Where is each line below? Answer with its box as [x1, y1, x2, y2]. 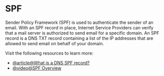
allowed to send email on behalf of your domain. [5, 40, 104, 46]
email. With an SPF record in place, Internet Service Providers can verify [5, 24, 154, 30]
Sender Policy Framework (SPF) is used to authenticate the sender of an [5, 19, 154, 25]
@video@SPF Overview [12, 65, 61, 71]
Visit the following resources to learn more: [5, 50, 94, 56]
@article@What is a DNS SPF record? [12, 60, 90, 66]
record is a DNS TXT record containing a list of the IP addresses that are [5, 35, 154, 41]
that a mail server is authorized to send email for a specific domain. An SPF [5, 30, 160, 36]
